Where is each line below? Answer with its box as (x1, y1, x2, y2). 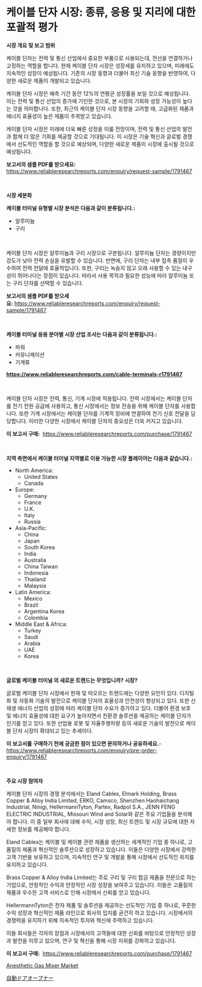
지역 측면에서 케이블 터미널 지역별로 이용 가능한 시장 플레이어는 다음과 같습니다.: (6, 455, 193, 462)
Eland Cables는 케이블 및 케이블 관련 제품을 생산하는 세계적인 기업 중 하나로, (6, 838, 187, 845)
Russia (24, 518, 41, 525)
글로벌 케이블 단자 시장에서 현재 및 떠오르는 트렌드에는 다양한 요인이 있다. (6, 689, 178, 696)
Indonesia (24, 569, 49, 576)
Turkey (24, 626, 42, 634)
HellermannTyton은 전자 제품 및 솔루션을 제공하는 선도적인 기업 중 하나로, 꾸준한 (6, 901, 197, 909)
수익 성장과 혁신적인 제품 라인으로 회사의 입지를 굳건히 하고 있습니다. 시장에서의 (6, 909, 193, 916)
